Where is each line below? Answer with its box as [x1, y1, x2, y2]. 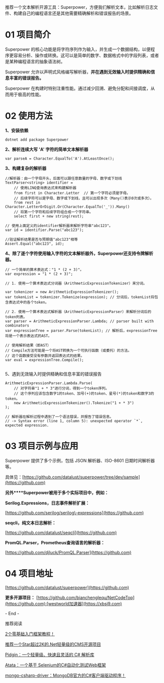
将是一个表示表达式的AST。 [5, 333, 52, 338]
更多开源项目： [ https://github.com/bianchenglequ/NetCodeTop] [5, 595, 135, 600]
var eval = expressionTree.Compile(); [5, 357, 84, 362]
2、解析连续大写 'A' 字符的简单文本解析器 [5, 146, 89, 152]
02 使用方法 [5, 110, 53, 122]
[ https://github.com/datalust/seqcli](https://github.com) [5, 529, 117, 536]
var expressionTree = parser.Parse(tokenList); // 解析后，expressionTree [5, 328, 158, 333]
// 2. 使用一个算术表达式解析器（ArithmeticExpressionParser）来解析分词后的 [5, 309, 151, 314]
